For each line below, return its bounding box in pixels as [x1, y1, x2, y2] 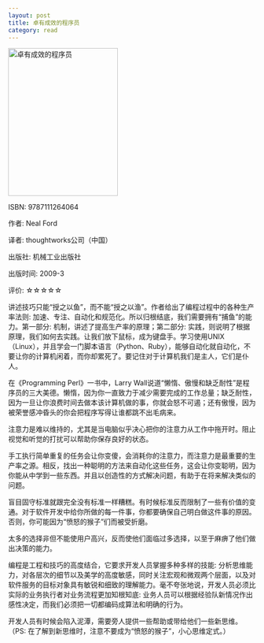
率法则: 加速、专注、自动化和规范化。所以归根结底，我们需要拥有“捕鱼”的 [8, 312, 246, 321]
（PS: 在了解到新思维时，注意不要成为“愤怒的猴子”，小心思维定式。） [8, 626, 230, 636]
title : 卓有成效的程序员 [8, 19, 80, 27]
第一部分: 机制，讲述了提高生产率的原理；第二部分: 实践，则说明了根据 [21, 322, 250, 332]
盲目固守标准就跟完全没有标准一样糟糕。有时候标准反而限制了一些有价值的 [8, 497, 249, 507]
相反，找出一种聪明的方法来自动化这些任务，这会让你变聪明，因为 [42, 461, 256, 470]
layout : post [8, 11, 51, 20]
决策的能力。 [14, 544, 57, 553]
